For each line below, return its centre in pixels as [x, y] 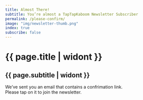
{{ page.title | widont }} [54, 57]
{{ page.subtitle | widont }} [48, 75]
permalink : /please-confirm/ [35, 19]
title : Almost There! [27, 10]
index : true [17, 28]
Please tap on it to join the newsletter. [43, 92]
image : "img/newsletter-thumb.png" [42, 23]
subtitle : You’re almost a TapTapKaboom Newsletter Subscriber [72, 14]
